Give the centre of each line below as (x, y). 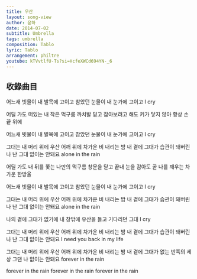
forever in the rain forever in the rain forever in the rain (72, 271)
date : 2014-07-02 (28, 28)
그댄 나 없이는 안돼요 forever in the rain (58, 259)
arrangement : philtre (33, 56)
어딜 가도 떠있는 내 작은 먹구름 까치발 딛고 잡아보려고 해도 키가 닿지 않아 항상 (94, 114)
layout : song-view (29, 17)
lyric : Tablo (22, 50)
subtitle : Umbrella (30, 34)
